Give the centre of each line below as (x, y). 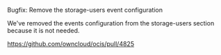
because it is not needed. (43, 31)
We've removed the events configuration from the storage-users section (111, 23)
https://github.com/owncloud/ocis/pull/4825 (71, 44)
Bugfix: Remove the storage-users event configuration (85, 10)
